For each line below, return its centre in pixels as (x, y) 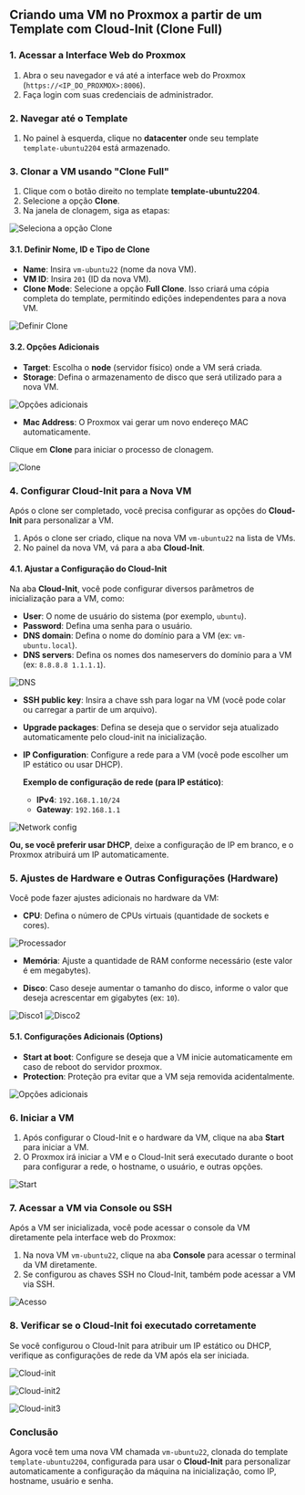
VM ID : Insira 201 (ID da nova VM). (87, 279)
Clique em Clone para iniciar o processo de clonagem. (112, 449)
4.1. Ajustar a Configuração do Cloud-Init (88, 569)
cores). (36, 925)
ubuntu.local (47, 646)
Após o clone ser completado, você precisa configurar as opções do (138, 510)
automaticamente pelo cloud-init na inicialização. (115, 737)
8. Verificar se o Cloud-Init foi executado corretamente (133, 1325)
